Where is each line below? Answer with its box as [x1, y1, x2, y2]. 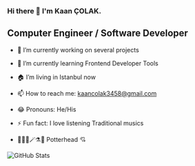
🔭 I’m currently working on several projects [17, 45, 139, 54]
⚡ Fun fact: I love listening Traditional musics [17, 118, 144, 127]
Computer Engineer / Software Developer [7, 28, 188, 39]
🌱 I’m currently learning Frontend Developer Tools [17, 59, 158, 68]
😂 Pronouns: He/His [17, 105, 76, 113]
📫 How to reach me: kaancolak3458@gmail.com [17, 89, 157, 97]
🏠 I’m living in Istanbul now [17, 72, 96, 81]
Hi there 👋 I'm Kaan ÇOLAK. [7, 6, 102, 16]
